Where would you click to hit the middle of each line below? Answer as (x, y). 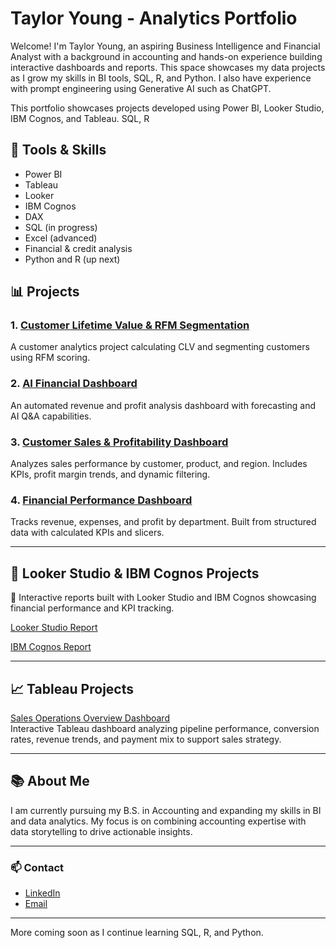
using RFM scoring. (50, 358)
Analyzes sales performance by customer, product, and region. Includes (159, 464)
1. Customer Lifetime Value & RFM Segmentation (130, 325)
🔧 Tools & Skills (58, 150)
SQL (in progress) (61, 227)
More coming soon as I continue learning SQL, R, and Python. (137, 933)
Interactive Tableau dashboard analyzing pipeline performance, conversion (165, 728)
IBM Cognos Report (51, 647)
